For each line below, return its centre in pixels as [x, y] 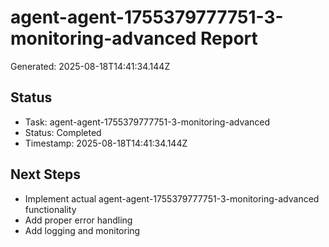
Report [229, 38]
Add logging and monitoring [82, 230]
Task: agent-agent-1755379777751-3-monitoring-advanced [147, 122]
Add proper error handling [78, 220]
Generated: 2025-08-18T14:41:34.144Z [90, 66]
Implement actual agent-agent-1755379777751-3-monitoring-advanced [172, 198]
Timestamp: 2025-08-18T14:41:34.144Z [106, 143]
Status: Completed [63, 132]
